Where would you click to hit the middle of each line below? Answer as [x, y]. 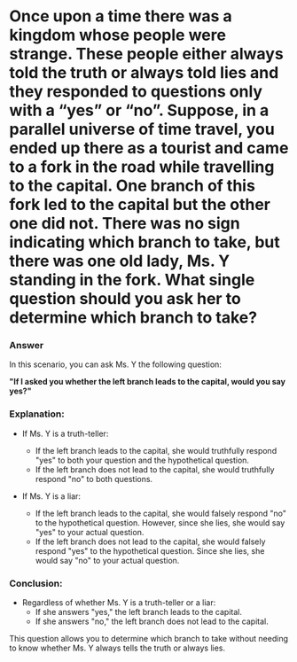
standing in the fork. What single [132, 280]
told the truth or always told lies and [144, 73]
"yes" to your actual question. [90, 532]
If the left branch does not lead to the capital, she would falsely [150, 541]
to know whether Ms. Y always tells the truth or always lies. [117, 648]
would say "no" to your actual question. [107, 560]
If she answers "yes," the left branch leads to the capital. [138, 612]
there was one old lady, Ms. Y [120, 261]
